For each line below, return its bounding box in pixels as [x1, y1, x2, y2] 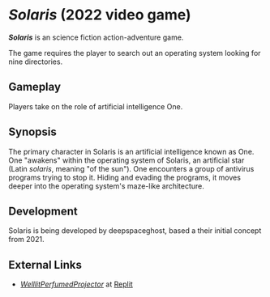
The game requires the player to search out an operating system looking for [8, 48, 261, 57]
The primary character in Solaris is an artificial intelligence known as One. [8, 146, 255, 156]
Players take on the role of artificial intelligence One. [8, 101, 183, 111]
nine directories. [8, 57, 63, 66]
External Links [8, 257, 83, 272]
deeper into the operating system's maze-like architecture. [8, 180, 205, 191]
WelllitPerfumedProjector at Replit [19, 279, 134, 289]
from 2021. [8, 235, 45, 244]
